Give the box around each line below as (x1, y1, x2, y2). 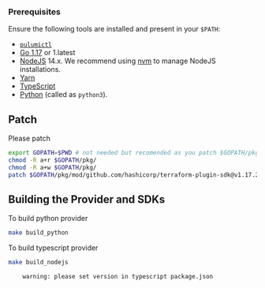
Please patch (8, 133, 51, 144)
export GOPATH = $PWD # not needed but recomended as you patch (8, 149, 217, 157)
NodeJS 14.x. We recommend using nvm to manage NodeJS (19, 56, 216, 65)
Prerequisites (8, 6, 61, 17)
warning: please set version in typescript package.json (22, 273, 214, 281)
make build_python (8, 229, 69, 237)
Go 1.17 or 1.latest (19, 48, 76, 58)
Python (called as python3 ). (19, 90, 108, 99)
